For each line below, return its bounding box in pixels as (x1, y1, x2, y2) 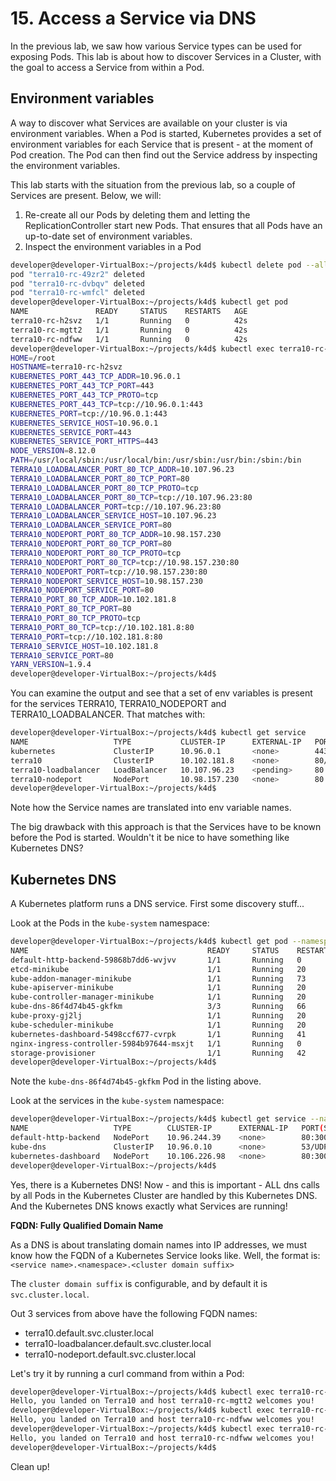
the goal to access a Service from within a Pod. (10, 61, 205, 73)
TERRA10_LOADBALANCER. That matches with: (10, 708, 206, 721)
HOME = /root (10, 353, 56, 363)
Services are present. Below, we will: (10, 189, 162, 201)
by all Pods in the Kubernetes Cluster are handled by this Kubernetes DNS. (10, 1189, 318, 1201)
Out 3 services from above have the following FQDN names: (10, 1307, 258, 1319)
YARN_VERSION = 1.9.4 (10, 660, 92, 670)
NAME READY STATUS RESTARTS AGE (10, 307, 248, 317)
